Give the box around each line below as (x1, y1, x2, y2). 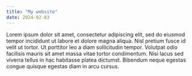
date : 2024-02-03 (6, 14, 50, 20)
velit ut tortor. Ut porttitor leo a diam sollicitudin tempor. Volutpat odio (6, 43, 178, 51)
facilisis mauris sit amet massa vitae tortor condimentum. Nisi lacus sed (6, 50, 184, 57)
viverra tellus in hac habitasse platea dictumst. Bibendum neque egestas (6, 56, 187, 63)
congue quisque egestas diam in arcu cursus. (6, 62, 119, 69)
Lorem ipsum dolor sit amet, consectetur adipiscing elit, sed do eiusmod (6, 31, 185, 38)
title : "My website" (6, 8, 58, 15)
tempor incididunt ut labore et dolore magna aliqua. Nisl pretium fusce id (6, 37, 186, 44)
